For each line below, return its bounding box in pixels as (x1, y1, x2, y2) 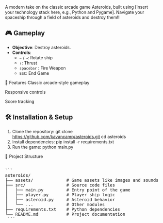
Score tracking (5, 98, 35, 104)
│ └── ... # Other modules (5, 202, 105, 207)
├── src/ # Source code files (5, 182, 115, 188)
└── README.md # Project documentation (5, 211, 126, 217)
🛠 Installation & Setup (5, 113, 73, 121)
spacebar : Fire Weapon (19, 65, 66, 71)
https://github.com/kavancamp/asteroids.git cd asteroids (12, 134, 126, 139)
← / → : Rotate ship (19, 54, 53, 60)
